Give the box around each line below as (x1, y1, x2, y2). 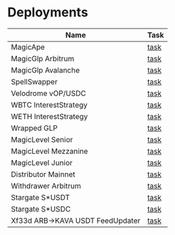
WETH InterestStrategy (11, 111, 88, 121)
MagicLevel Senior (11, 135, 73, 145)
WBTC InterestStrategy (11, 100, 87, 110)
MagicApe (11, 42, 45, 52)
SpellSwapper (11, 76, 58, 86)
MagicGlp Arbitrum (11, 53, 75, 63)
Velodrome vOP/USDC (11, 88, 87, 98)
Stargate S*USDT (11, 192, 70, 202)
